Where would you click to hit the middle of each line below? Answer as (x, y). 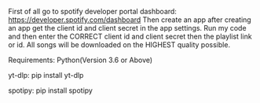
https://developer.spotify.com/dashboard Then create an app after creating (130, 20)
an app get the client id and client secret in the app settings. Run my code (127, 28)
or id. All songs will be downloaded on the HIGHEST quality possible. (119, 45)
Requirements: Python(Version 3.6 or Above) (81, 60)
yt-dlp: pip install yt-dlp (46, 75)
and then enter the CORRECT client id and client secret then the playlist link (130, 36)
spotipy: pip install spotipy (50, 90)
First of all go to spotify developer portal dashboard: (92, 11)
